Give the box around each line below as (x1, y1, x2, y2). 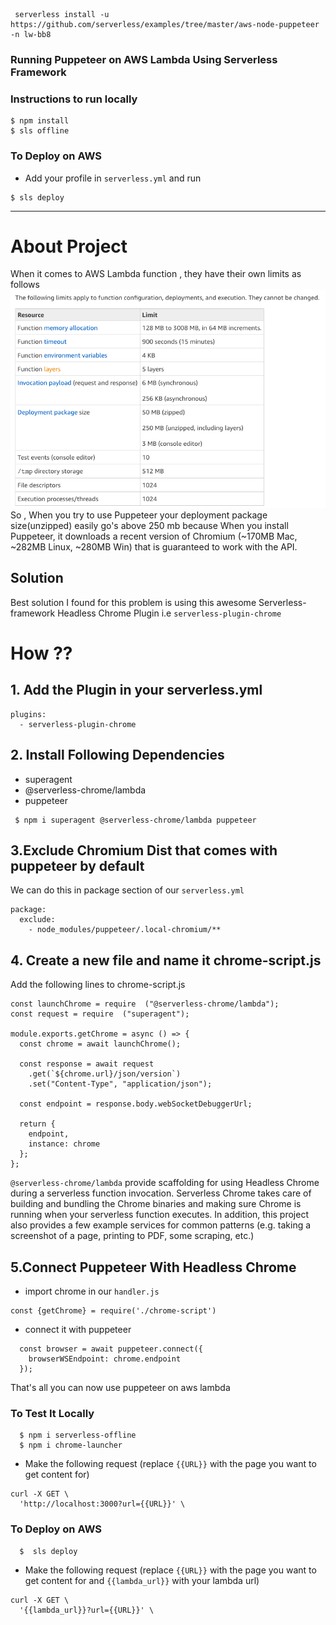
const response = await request (19, 1059, 155, 1069)
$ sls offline (10, 126, 70, 136)
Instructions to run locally (10, 92, 138, 106)
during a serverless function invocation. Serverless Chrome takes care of (10, 1187, 312, 1199)
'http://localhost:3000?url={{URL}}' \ (19, 1499, 186, 1509)
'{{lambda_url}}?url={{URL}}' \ (19, 1605, 155, 1615)
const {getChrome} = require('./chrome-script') (10, 1306, 217, 1316)
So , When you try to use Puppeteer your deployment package (10, 509, 268, 521)
